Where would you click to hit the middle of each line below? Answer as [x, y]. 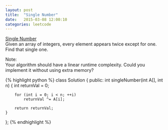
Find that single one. [27, 49]
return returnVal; [34, 108]
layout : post [19, 10]
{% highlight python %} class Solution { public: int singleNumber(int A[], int [84, 80]
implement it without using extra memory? [50, 70]
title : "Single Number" [32, 15]
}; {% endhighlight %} [28, 122]
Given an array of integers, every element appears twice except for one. [81, 44]
